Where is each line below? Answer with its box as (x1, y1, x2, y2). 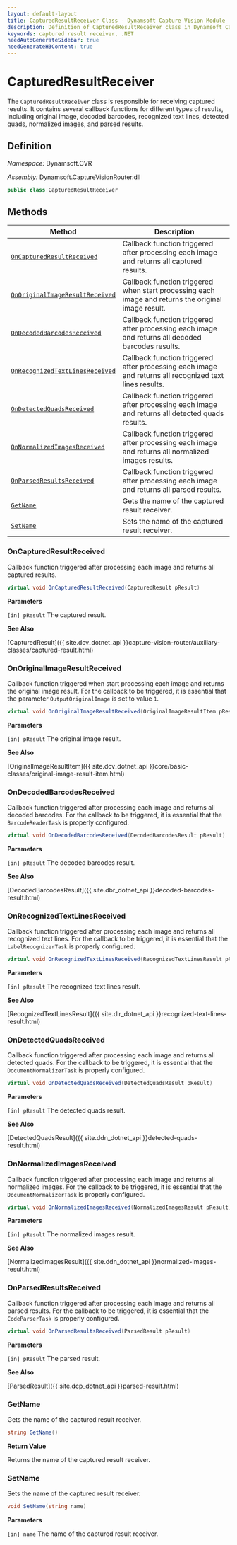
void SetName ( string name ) (7, 1503, 87, 1510)
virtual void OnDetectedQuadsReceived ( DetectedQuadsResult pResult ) (7, 1080, 213, 1087)
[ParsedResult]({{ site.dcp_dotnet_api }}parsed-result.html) (7, 1382, 179, 1390)
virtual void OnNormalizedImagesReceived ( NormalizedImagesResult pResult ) (7, 1204, 232, 1211)
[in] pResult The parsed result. (7, 1354, 101, 1362)
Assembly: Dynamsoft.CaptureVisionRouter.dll (7, 173, 141, 181)
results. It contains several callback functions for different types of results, (7, 104, 224, 113)
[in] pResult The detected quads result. (7, 1106, 126, 1115)
